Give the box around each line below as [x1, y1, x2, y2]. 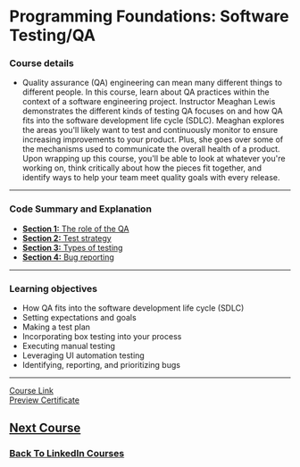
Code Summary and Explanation [9, 203, 152, 215]
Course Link [9, 386, 54, 396]
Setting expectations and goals [21, 313, 137, 323]
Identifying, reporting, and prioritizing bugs [21, 360, 181, 371]
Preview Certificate [9, 395, 80, 405]
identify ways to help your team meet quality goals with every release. [21, 172, 280, 183]
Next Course [9, 421, 81, 436]
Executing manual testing [21, 341, 116, 352]
